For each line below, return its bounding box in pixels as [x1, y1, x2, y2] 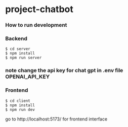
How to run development [5, 22, 67, 29]
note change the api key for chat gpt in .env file [5, 67, 123, 74]
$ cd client [5, 98, 30, 103]
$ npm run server [5, 55, 42, 60]
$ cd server [5, 46, 30, 51]
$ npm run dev [5, 107, 35, 112]
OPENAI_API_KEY [5, 73, 50, 80]
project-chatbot [5, 4, 73, 15]
